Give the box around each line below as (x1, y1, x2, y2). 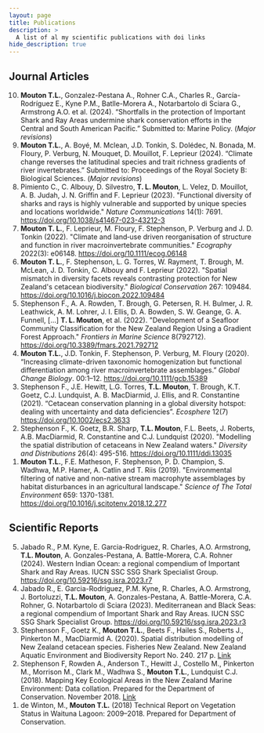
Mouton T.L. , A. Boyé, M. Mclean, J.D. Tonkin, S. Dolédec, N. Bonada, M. (20, 140, 256, 150)
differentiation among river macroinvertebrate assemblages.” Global (20, 365, 240, 375)
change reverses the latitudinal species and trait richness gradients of (20, 157, 246, 166)
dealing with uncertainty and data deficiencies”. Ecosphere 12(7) (20, 407, 229, 416)
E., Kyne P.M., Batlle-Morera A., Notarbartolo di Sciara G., (55, 99, 241, 108)
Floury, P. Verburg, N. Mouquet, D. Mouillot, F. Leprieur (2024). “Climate (20, 148, 253, 158)
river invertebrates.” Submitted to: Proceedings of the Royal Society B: (20, 165, 248, 175)
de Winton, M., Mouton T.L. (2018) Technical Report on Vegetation (20, 700, 236, 709)
